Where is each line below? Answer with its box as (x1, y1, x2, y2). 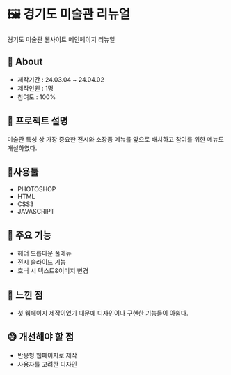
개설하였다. (7, 144, 38, 152)
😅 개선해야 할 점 (7, 331, 74, 343)
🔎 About (7, 56, 43, 68)
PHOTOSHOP (17, 185, 56, 193)
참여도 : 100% (17, 92, 56, 101)
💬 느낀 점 (7, 289, 43, 301)
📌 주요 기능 (7, 229, 52, 241)
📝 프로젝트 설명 (7, 115, 68, 127)
